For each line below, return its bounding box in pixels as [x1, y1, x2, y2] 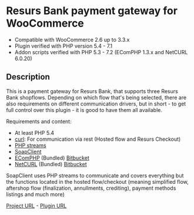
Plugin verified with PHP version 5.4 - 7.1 [14, 42, 113, 49]
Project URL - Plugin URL [6, 202, 67, 209]
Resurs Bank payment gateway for [6, 4, 178, 18]
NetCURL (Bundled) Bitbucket [14, 160, 87, 167]
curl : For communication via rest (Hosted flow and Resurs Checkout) [14, 135, 181, 143]
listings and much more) [6, 190, 65, 198]
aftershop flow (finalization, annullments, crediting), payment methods [6, 184, 176, 191]
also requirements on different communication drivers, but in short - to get [6, 100, 186, 107]
